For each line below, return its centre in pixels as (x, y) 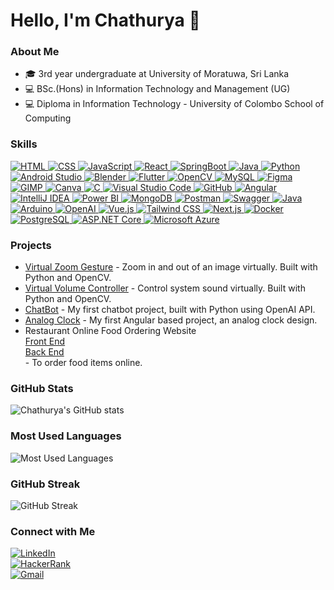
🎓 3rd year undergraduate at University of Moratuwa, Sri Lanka (157, 74)
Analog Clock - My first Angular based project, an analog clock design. (171, 320)
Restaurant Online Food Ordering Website (110, 331)
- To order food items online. (83, 363)
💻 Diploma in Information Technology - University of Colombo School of (174, 104)
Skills (24, 144)
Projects (31, 245)
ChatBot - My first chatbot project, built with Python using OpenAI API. (170, 310)
